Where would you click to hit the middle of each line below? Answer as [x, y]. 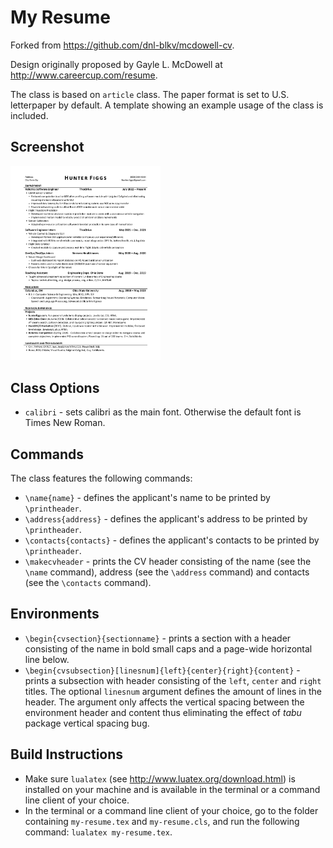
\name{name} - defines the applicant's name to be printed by [147, 498]
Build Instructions [67, 754]
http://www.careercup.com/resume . [84, 75]
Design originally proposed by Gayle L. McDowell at [116, 64]
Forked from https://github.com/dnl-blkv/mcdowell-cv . [122, 45]
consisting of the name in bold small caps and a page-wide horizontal [168, 648]
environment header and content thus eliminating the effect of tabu [163, 712]
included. [29, 115]
